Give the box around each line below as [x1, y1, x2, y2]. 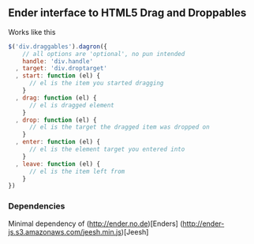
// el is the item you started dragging [28, 79, 164, 88]
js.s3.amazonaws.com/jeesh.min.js [8, 227, 122, 236]
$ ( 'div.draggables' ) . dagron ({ [8, 43, 108, 51]
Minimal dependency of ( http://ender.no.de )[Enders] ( [8, 219, 183, 228]
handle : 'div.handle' [22, 57, 93, 66]
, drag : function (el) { [15, 94, 97, 102]
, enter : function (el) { [15, 138, 101, 146]
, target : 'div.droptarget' [15, 65, 108, 73]
